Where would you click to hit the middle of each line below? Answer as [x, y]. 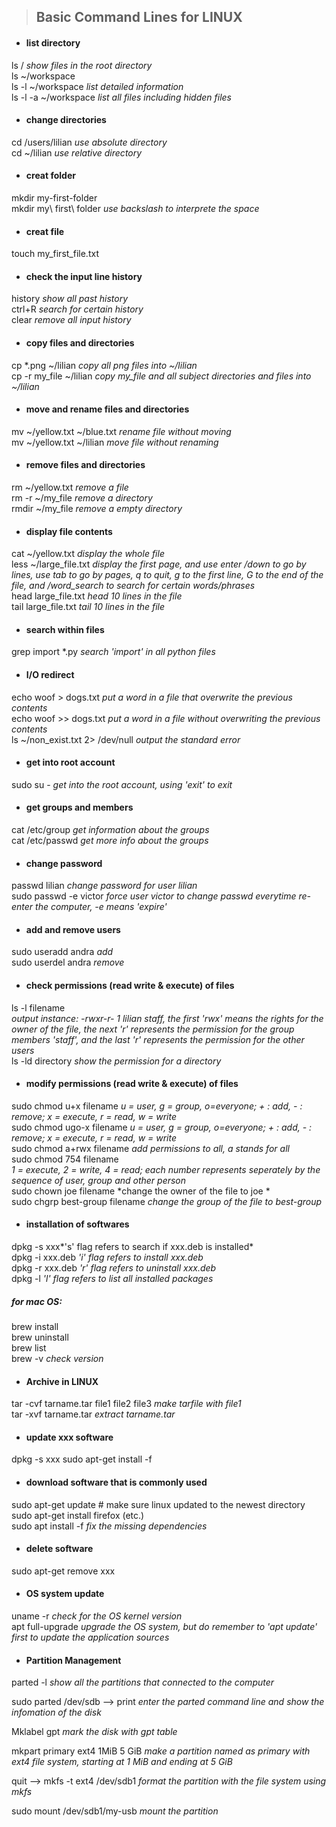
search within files [65, 629]
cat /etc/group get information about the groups [110, 830]
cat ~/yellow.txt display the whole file [88, 554]
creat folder [50, 176]
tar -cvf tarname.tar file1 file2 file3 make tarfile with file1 [126, 1404]
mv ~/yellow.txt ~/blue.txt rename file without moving [121, 431]
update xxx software [69, 1437]
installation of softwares [77, 1224]
